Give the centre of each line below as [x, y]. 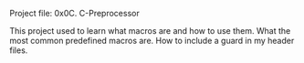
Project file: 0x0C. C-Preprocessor [74, 13]
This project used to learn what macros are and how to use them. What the [150, 31]
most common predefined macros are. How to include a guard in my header [152, 41]
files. [19, 50]
